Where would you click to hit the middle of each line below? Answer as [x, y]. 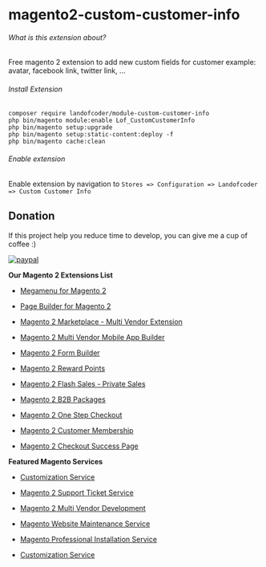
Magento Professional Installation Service [89, 539]
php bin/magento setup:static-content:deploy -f [91, 134]
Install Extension [35, 89]
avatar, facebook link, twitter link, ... [67, 71]
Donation [32, 216]
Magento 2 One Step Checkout [71, 415]
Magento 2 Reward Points [62, 368]
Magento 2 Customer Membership [77, 430]
